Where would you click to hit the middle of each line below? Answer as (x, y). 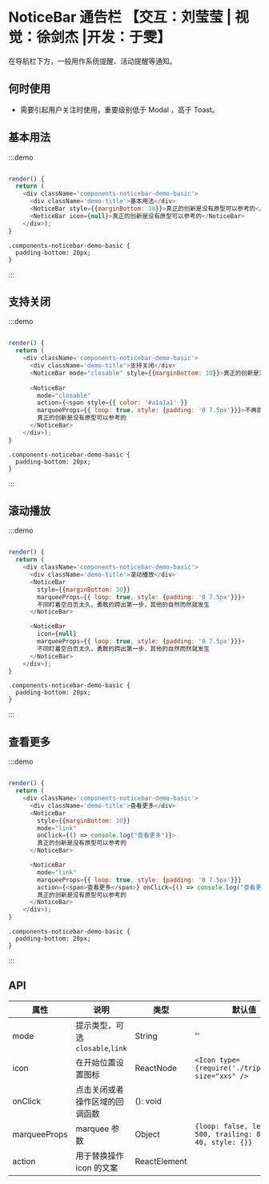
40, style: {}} (224, 1142)
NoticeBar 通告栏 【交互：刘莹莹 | (120, 17)
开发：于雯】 (129, 37)
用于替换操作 (100, 1155)
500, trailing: (224, 1134)
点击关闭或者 (100, 1089)
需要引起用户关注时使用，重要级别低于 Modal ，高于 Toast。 (119, 109)
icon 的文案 (97, 1167)
